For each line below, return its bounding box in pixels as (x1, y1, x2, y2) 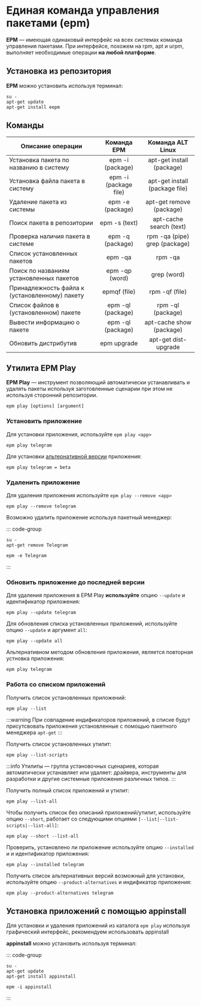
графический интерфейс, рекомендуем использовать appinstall (6, 928, 169, 935)
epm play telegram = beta (6, 464, 71, 470)
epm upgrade (99, 339, 138, 347)
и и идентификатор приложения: (6, 850, 90, 857)
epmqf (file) (102, 287, 136, 296)
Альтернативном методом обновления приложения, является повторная (6, 649, 193, 656)
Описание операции (20, 142, 83, 150)
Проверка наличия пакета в (9, 232, 91, 240)
